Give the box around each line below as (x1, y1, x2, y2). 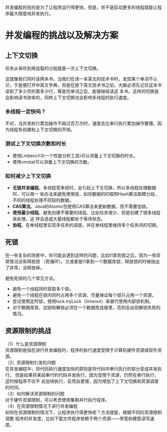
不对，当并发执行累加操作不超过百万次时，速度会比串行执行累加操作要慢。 (5, 120, 158, 126)
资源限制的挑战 (5, 326, 51, 335)
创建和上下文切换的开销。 (22, 126, 75, 133)
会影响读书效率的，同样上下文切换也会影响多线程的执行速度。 (5, 95, 132, 101)
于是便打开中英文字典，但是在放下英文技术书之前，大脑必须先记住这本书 (13, 82, 162, 88)
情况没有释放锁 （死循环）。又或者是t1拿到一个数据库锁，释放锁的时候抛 (9, 258, 156, 264)
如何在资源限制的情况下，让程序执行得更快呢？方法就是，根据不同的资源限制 (5, 409, 162, 415)
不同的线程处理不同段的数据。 (12, 197, 74, 203)
